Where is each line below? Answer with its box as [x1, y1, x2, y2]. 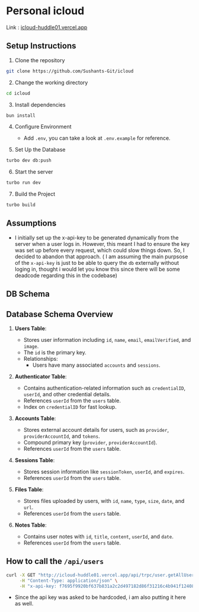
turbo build [6, 202, 36, 208]
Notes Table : [14, 521, 47, 528]
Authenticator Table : [14, 373, 67, 380]
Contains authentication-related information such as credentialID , [23, 384, 186, 392]
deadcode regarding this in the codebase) [14, 271, 117, 279]
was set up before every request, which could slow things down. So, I [14, 246, 185, 254]
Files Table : [14, 486, 44, 493]
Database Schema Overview [6, 309, 114, 319]
